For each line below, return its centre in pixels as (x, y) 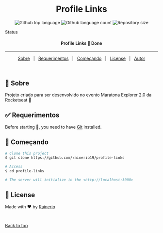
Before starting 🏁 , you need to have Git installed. (53, 127)
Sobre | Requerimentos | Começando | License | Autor (81, 58)
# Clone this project (27, 153)
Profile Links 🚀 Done (81, 43)
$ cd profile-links (25, 171)
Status (11, 32)
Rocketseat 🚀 (18, 100)
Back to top (16, 225)
